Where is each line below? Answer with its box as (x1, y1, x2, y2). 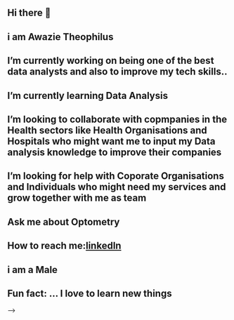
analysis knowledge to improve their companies (7, 146, 222, 158)
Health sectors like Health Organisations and (7, 124, 207, 136)
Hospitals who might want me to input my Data (7, 135, 216, 147)
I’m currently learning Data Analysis (7, 89, 169, 102)
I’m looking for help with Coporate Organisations (7, 170, 225, 182)
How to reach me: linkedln (7, 240, 122, 252)
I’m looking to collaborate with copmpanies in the (7, 113, 227, 125)
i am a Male (7, 264, 58, 276)
